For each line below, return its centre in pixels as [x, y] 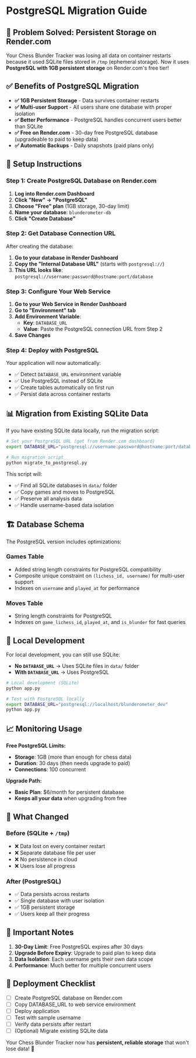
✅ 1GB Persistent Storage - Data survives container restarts [87, 100]
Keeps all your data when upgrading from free [71, 798]
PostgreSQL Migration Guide [77, 11]
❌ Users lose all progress [45, 866]
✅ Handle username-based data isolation [64, 505]
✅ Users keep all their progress [52, 914]
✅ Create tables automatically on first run [64, 388]
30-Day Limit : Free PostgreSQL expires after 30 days [78, 946]
